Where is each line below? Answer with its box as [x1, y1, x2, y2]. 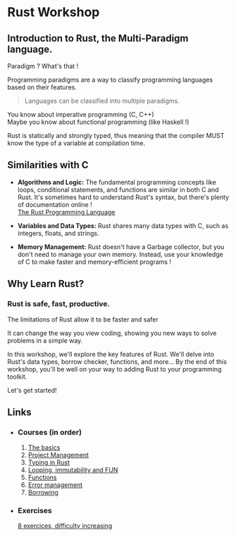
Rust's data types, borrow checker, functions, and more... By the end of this [7, 357, 228, 366]
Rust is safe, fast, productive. [7, 299, 111, 309]
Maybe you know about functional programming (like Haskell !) [7, 118, 190, 126]
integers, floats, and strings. [17, 229, 99, 237]
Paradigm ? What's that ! [7, 62, 79, 70]
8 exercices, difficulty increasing [17, 522, 113, 530]
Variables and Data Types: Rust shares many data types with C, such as [17, 221, 229, 229]
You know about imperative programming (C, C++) [7, 110, 154, 118]
